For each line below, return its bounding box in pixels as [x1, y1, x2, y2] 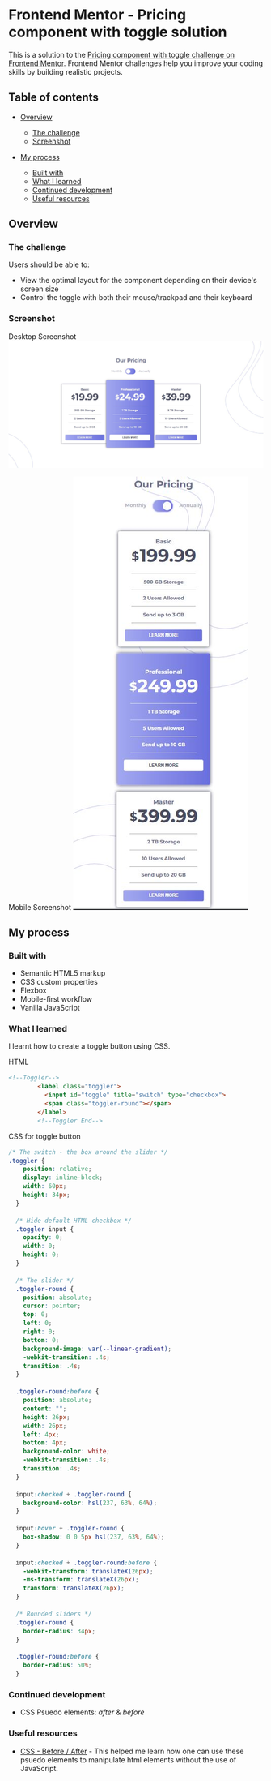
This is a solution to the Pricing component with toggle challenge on [8, 49, 235, 59]
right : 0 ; [23, 1328, 57, 1336]
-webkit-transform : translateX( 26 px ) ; [23, 1567, 154, 1575]
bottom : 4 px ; [23, 1439, 67, 1447]
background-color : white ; [23, 1448, 111, 1456]
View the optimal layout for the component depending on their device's [19, 276, 257, 285]
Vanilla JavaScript [19, 1003, 81, 1013]
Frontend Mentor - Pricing [8, 6, 187, 24]
